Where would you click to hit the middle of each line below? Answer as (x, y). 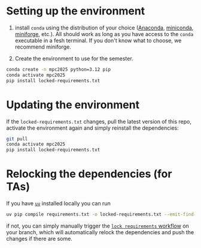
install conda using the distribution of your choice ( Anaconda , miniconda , (104, 28)
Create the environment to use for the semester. (74, 58)
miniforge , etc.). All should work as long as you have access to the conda (104, 34)
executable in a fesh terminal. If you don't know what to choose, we (98, 40)
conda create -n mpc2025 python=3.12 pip (59, 69)
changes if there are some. (39, 238)
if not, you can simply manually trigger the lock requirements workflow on (98, 226)
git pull (17, 139)
